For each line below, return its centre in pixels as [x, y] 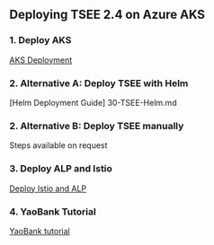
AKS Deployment [41, 60]
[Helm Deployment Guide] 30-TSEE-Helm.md [93, 102]
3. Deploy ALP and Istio [61, 169]
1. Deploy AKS [40, 40]
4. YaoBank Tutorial [53, 212]
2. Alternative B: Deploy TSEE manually [97, 126]
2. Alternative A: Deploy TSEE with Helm [99, 83]
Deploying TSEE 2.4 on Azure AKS [107, 15]
